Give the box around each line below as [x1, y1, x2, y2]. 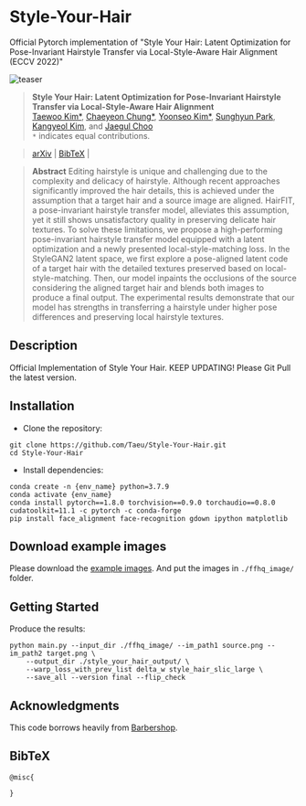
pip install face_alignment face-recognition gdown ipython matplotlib [9, 514, 288, 523]
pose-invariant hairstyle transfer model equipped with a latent [31, 233, 265, 244]
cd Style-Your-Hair [9, 448, 84, 458]
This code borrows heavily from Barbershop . [9, 722, 178, 733]
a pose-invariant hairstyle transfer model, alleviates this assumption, [31, 204, 290, 216]
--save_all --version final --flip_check [26, 673, 185, 683]
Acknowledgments [9, 697, 121, 714]
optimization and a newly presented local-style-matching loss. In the [31, 243, 290, 254]
